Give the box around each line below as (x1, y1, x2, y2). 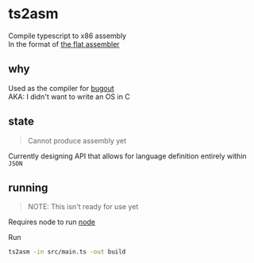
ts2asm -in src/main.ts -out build (8, 248, 126, 256)
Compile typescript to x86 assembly (8, 31, 127, 40)
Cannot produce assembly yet (27, 135, 127, 145)
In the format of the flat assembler (8, 39, 121, 48)
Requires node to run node (8, 217, 96, 227)
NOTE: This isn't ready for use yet (27, 202, 139, 212)
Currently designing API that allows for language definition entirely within (8, 151, 248, 161)
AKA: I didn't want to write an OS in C (8, 92, 131, 101)
